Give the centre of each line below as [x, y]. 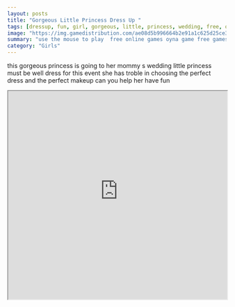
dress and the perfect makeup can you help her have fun [89, 80]
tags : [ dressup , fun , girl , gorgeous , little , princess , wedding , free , [115, 26]
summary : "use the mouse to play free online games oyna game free [108, 40]
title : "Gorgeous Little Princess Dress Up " [74, 20]
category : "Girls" [34, 46]
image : [17, 33]
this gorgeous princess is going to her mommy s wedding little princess [110, 66]
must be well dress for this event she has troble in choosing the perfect [109, 73]
